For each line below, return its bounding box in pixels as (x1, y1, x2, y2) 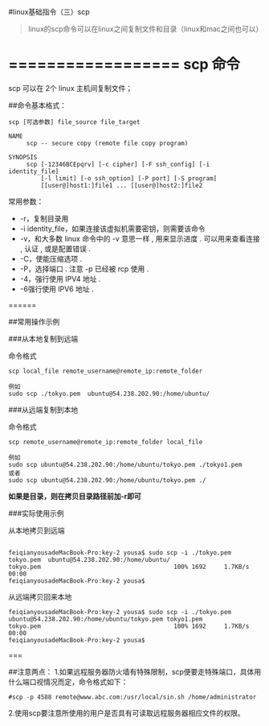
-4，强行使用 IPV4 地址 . (19, 274, 102, 283)
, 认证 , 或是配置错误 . (19, 244, 91, 254)
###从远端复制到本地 (8, 405, 79, 415)
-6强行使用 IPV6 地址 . (19, 284, 94, 294)
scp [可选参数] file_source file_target (8, 118, 141, 126)
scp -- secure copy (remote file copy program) (26, 139, 189, 147)
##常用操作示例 (8, 316, 60, 326)
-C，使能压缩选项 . (19, 254, 83, 263)
